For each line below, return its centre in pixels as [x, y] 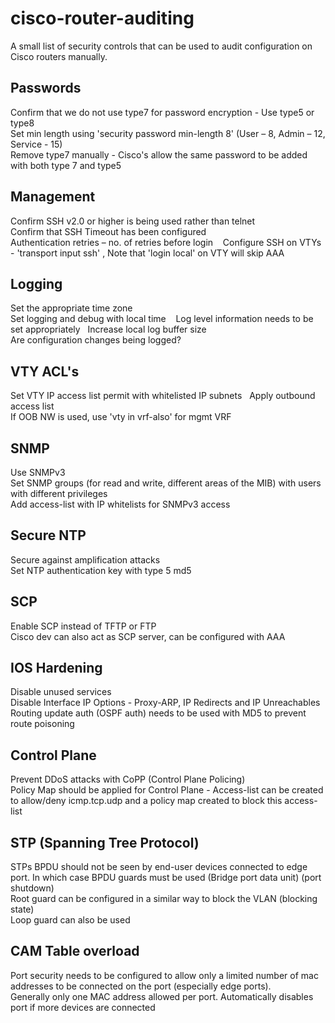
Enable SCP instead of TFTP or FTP [83, 626]
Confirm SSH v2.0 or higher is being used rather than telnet [133, 221]
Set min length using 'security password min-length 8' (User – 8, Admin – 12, [168, 133]
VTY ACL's [45, 371]
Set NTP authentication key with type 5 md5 [101, 570]
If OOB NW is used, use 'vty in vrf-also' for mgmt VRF [121, 417]
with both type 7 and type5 [66, 165]
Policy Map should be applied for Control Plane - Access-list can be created [167, 790]
